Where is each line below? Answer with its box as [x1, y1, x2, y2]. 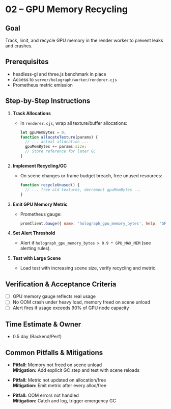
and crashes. [5, 43, 33, 49]
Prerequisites [5, 58, 49, 66]
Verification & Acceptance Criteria [5, 280, 117, 288]
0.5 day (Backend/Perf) [12, 334, 62, 340]
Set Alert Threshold [12, 230, 55, 236]
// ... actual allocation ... [24, 139, 89, 145]
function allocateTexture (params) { [20, 134, 98, 140]
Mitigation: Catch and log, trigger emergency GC [12, 398, 116, 403]
